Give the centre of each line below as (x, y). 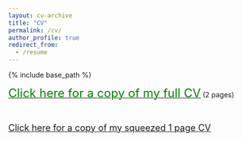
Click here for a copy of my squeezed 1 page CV (110, 128)
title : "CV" (28, 23)
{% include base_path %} (50, 75)
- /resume (31, 52)
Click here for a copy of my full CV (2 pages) (121, 93)
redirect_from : (33, 45)
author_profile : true (44, 38)
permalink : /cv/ (35, 30)
